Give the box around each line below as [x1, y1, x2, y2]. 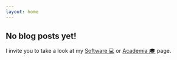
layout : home [5, 8, 39, 15]
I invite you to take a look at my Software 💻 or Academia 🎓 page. [5, 47, 172, 55]
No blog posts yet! [5, 31, 77, 41]
